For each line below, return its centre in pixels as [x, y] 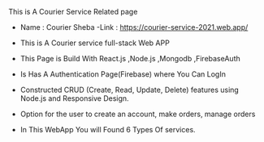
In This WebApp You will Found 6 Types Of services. [108, 129]
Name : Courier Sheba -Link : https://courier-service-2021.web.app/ [134, 27]
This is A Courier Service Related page [73, 12]
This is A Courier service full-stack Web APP [95, 43]
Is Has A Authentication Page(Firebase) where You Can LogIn [123, 74]
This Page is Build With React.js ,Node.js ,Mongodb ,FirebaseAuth [130, 58]
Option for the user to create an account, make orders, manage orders [138, 114]
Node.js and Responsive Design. [74, 98]
